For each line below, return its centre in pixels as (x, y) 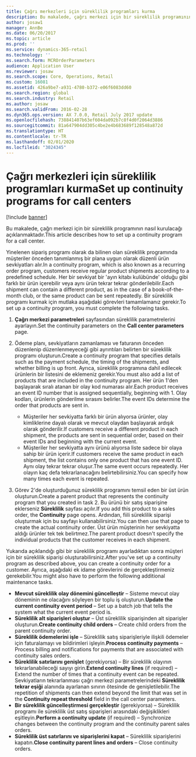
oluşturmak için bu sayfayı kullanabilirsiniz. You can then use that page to (102, 521)
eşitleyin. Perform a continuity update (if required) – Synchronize (93, 718)
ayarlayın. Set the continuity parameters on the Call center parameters (99, 326)
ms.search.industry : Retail (40, 98)
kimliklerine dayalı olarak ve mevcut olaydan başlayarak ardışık (98, 423)
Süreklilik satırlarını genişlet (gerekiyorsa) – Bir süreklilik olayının (93, 662)
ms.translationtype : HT (35, 131)
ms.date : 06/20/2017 (31, 33)
